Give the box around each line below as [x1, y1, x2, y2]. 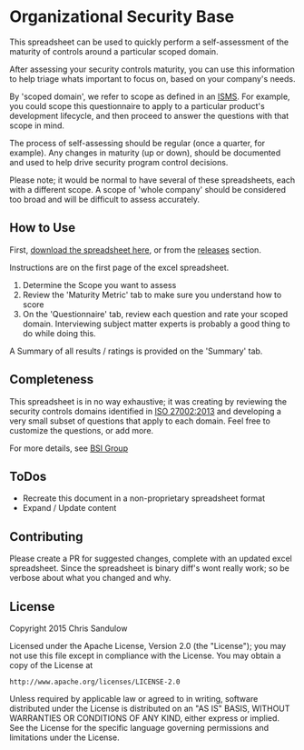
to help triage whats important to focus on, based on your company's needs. [9, 73, 296, 84]
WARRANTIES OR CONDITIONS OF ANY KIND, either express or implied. [9, 713, 279, 724]
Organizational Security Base [9, 6, 235, 27]
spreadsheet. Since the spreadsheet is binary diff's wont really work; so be [9, 563, 290, 574]
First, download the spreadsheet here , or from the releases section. [9, 244, 261, 255]
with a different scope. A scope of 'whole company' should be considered [9, 184, 286, 195]
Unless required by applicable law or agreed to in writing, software [9, 694, 259, 704]
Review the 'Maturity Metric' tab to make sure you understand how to [22, 289, 282, 300]
